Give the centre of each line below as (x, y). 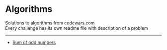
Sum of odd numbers (34, 42)
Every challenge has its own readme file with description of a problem (77, 28)
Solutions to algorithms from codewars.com (50, 23)
